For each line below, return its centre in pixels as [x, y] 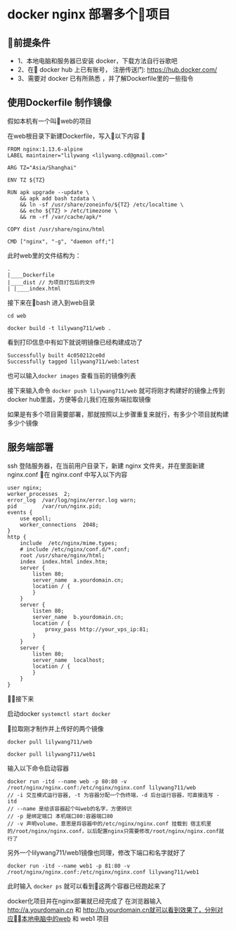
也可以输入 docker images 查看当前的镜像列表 [72, 375]
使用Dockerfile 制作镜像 [59, 103]
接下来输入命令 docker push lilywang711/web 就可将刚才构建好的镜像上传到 [116, 390]
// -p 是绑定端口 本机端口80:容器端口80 [60, 816]
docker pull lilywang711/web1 [52, 754]
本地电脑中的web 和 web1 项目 [65, 918]
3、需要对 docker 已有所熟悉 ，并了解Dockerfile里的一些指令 [105, 78]
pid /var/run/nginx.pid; [54, 506]
